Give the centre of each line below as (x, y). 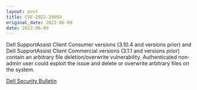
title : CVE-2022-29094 (34, 17)
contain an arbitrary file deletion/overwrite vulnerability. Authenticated (92, 57)
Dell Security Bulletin (32, 81)
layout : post (22, 11)
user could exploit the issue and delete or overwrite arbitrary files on (106, 64)
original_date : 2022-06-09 (39, 22)
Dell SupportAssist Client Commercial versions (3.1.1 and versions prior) (93, 51)
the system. (20, 70)
